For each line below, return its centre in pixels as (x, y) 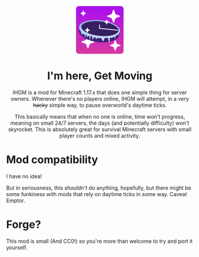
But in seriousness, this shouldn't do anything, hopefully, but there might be (99, 188)
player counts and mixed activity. (100, 135)
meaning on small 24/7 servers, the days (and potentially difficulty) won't (100, 123)
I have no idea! (24, 176)
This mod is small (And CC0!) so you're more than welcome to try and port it (99, 241)
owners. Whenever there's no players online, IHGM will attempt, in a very (100, 98)
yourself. (17, 247)
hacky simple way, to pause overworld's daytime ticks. (100, 105)
